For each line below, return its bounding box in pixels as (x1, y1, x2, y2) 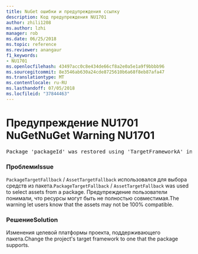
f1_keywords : (6, 52, 38, 58)
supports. (6, 242, 29, 249)
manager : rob (6, 31, 38, 37)
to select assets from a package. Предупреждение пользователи (6, 188, 168, 195)
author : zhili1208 (6, 19, 51, 25)
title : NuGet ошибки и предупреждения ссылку (6, 8, 120, 15)
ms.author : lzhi (6, 25, 46, 31)
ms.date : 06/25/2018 (6, 36, 57, 42)
